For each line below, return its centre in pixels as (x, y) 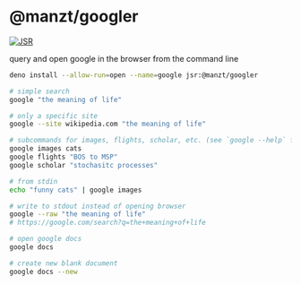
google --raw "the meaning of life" (77, 214)
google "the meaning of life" (66, 99)
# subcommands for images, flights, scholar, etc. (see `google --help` (148, 141)
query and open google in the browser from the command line (124, 58)
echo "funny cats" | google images (76, 190)
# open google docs (46, 239)
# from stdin (34, 181)
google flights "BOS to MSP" (64, 157)
